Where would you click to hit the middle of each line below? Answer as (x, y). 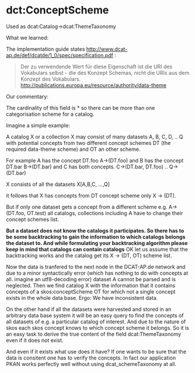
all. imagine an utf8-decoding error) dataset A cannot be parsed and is (91, 279)
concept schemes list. (33, 219)
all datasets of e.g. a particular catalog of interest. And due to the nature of (96, 322)
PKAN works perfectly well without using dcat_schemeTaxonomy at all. (91, 364)
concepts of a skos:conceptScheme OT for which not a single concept (91, 291)
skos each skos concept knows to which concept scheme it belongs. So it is (97, 327)
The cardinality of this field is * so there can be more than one (81, 108)
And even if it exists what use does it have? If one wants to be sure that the (96, 351)
